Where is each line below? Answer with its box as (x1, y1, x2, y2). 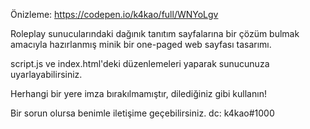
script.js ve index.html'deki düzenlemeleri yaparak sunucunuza (10, 58, 270, 69)
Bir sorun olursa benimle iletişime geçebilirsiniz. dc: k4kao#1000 (10, 107, 275, 119)
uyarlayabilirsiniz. (10, 69, 83, 80)
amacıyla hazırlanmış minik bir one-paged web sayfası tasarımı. (10, 39, 272, 50)
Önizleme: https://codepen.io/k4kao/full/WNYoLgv (10, 9, 219, 20)
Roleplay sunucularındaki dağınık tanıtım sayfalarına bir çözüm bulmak (10, 28, 300, 39)
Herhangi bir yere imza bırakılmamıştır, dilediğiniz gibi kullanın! (10, 88, 267, 99)
